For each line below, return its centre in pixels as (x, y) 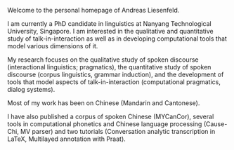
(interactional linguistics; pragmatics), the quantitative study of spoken (109, 67)
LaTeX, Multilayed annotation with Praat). (67, 139)
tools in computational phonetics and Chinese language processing (105, 124)
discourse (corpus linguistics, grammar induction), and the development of (116, 74)
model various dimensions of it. (53, 46)
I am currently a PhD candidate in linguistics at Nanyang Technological (110, 23)
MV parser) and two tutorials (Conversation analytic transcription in (118, 131)
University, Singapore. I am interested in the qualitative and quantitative (110, 31)
